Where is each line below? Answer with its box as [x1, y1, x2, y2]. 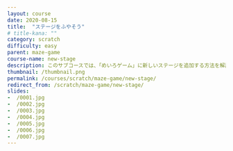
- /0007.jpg [7, 133, 45, 140]
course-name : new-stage [7, 56, 76, 63]
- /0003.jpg [7, 107, 45, 114]
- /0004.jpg [7, 113, 45, 120]
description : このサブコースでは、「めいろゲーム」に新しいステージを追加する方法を [7, 62, 221, 69]
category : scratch [7, 36, 60, 43]
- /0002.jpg [7, 101, 45, 108]
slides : [7, 88, 30, 95]
